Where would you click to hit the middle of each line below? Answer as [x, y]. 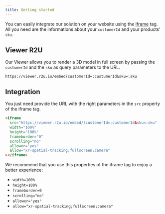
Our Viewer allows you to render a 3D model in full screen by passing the [80, 62]
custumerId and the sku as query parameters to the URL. [63, 67]
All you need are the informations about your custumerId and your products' [83, 29]
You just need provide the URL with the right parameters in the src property [83, 104]
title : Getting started [30, 10]
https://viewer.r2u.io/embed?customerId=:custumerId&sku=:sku [71, 77]
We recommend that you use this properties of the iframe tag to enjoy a [79, 165]
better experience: [24, 170]
